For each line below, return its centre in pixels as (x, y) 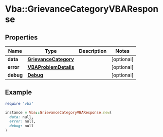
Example (18, 92)
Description (93, 51)
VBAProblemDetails (51, 67)
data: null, (22, 117)
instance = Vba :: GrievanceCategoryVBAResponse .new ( (58, 112)
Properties (21, 37)
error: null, (23, 121)
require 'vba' (19, 103)
